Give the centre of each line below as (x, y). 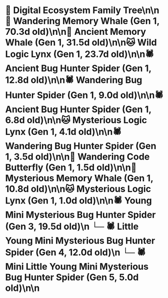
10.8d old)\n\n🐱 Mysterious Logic (78, 189)
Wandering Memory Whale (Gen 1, (87, 21)
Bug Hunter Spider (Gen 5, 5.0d (72, 278)
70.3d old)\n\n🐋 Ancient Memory (76, 32)
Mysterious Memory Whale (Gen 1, (79, 178)
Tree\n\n (141, 10)
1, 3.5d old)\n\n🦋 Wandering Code (77, 157)
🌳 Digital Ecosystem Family (63, 10)
